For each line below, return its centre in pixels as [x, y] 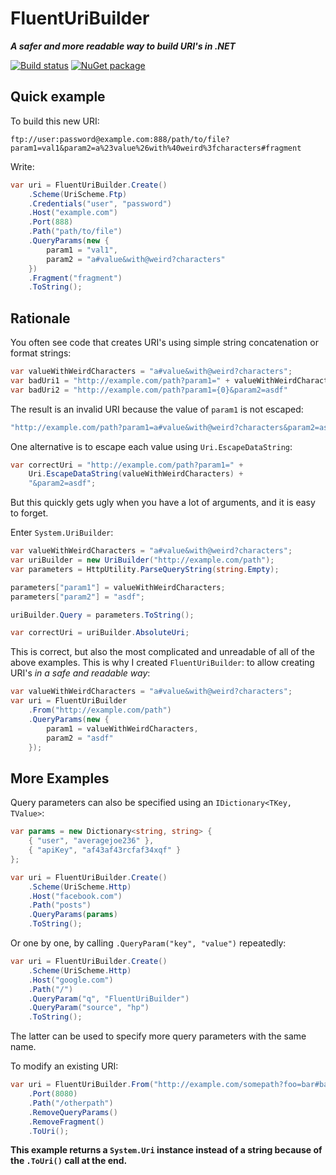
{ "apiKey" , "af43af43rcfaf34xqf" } [105, 850]
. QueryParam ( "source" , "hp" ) [89, 1008]
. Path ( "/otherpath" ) [71, 1103]
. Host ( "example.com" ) [73, 213]
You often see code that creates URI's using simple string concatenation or [164, 343]
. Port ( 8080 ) [53, 1094]
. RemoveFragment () [66, 1122]
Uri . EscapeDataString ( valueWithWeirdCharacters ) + [136, 474]
